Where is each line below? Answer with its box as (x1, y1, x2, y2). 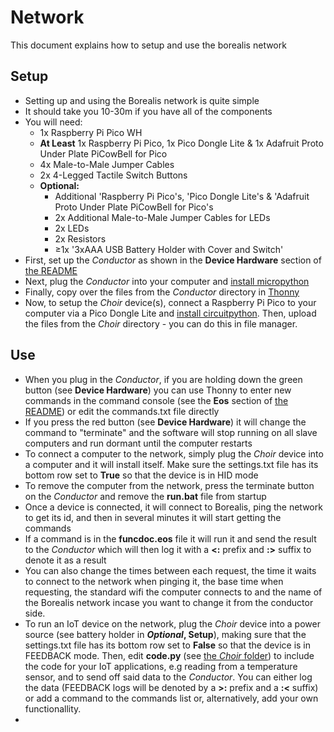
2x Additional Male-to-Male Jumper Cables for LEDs (54, 211, 271, 223)
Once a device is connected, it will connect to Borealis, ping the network (24, 501, 323, 513)
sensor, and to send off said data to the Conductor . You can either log (24, 671, 313, 683)
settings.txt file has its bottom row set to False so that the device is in (24, 639, 312, 651)
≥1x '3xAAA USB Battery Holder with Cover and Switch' (54, 243, 284, 255)
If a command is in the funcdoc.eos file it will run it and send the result (24, 532, 317, 545)
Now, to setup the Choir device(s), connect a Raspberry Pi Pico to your (24, 296, 317, 308)
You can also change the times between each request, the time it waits (24, 564, 317, 576)
